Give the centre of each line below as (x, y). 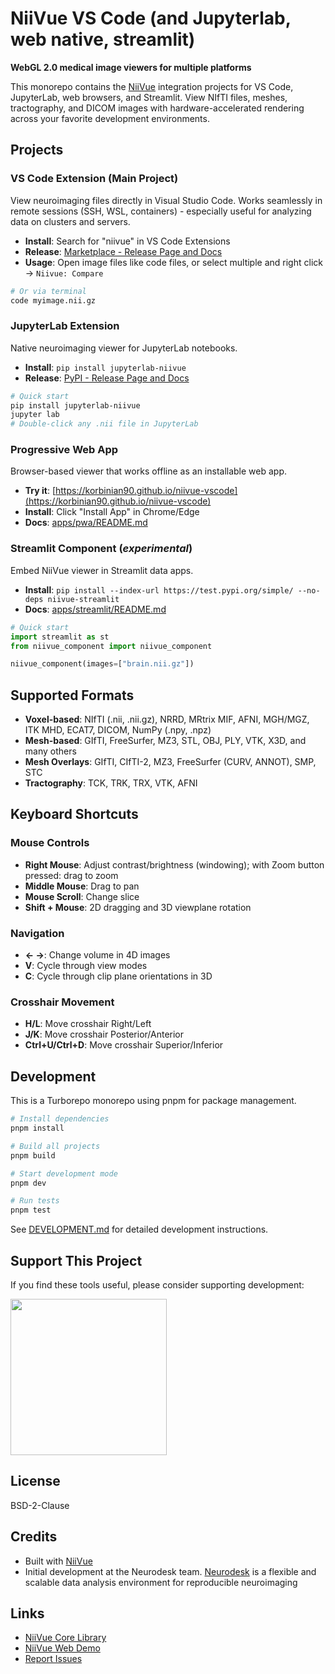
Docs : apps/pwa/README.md (86, 523)
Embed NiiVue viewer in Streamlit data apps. (102, 570)
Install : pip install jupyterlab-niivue (105, 367)
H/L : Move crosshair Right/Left (88, 1024)
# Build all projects (55, 1146)
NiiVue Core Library (65, 1638)
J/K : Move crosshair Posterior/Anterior (104, 1034)
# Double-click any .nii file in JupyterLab (104, 424)
